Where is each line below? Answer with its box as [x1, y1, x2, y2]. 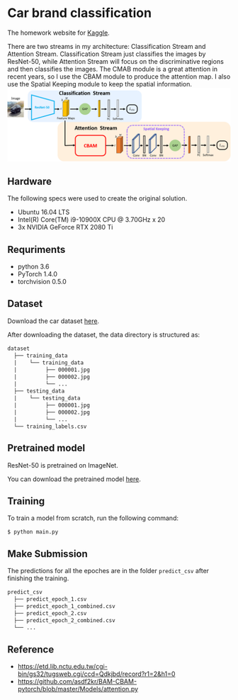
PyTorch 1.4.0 [17, 269, 58, 278]
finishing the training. [7, 574, 69, 582]
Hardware [7, 175, 52, 187]
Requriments [7, 243, 66, 256]
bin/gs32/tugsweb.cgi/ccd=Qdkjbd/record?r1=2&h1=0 [17, 670, 176, 678]
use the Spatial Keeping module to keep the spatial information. [7, 79, 193, 88]
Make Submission [7, 548, 89, 560]
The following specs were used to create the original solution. [7, 194, 188, 203]
